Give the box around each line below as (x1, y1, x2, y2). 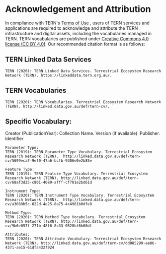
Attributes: (5, 232, 30, 237)
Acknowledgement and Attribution (5, 3, 151, 15)
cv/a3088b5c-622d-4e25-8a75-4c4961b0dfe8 (5, 202, 92, 207)
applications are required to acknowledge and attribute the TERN (5, 25, 138, 31)
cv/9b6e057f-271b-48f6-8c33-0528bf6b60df (5, 223, 92, 229)
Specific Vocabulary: (5, 117, 72, 126)
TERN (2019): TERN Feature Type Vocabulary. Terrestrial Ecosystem (5, 171, 148, 177)
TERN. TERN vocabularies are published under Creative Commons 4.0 (5, 36, 149, 42)
